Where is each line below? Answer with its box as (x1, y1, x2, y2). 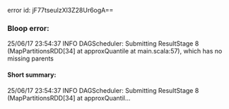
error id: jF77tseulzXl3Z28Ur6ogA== (7, 6, 114, 14)
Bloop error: (7, 23, 49, 33)
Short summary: (7, 70, 57, 79)
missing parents (7, 54, 54, 63)
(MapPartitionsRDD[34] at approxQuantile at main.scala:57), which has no (7, 47, 223, 56)
